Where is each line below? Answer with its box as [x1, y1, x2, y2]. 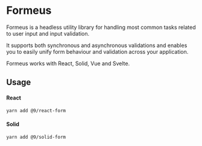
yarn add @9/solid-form [6, 134, 66, 140]
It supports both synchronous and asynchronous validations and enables [6, 42, 188, 49]
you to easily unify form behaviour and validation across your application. [6, 48, 189, 55]
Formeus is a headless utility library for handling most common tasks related [6, 24, 196, 31]
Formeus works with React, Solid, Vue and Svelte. [6, 60, 130, 67]
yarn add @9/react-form [6, 107, 66, 113]
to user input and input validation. [6, 30, 90, 37]
